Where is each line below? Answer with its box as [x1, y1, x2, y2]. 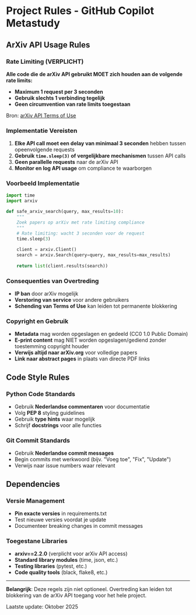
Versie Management [6, 496, 65, 504]
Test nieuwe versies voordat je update [14, 516, 107, 523]
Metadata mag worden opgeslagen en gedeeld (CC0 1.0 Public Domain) [14, 331, 188, 338]
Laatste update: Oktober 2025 [6, 603, 79, 610]
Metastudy [6, 16, 60, 30]
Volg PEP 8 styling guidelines [14, 410, 85, 417]
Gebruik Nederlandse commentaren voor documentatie [14, 403, 150, 410]
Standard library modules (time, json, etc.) [14, 556, 118, 564]
